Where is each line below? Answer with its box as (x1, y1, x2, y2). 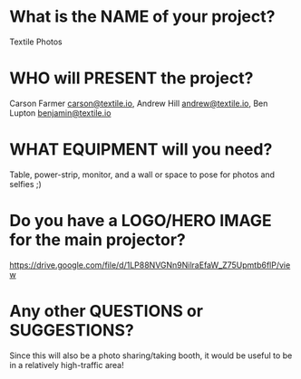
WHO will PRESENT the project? (9, 68, 254, 89)
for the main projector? (9, 230, 186, 250)
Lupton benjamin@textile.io (9, 107, 112, 118)
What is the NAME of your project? (9, 6, 276, 27)
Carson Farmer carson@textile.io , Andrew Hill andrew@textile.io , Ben (9, 98, 268, 109)
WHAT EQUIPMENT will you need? (9, 139, 273, 160)
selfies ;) (9, 178, 43, 189)
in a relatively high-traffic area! (9, 359, 124, 370)
